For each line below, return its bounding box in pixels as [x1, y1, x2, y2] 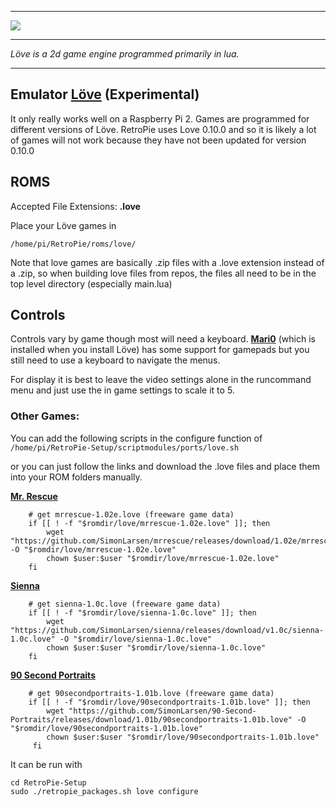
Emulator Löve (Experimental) [10, 86, 200, 103]
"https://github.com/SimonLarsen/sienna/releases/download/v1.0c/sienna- [10, 625, 325, 635]
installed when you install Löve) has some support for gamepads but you [10, 344, 310, 356]
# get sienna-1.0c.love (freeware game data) [28, 599, 222, 609]
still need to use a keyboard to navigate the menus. [10, 354, 221, 366]
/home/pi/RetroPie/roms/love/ [10, 239, 137, 249]
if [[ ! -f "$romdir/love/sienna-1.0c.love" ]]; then [28, 607, 257, 618]
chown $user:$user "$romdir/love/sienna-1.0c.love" [46, 642, 267, 653]
